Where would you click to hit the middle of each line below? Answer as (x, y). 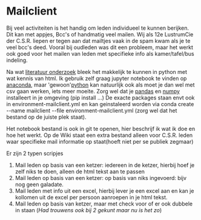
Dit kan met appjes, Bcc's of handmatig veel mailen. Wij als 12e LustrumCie (100, 34)
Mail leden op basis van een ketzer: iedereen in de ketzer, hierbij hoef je (105, 165)
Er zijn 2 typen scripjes (35, 153)
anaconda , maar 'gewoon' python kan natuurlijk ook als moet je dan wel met (100, 85)
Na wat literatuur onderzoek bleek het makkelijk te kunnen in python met (97, 72)
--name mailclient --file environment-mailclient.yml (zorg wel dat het (92, 110)
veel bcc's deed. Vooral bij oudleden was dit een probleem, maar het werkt (100, 47)
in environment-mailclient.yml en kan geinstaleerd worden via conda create (100, 104)
